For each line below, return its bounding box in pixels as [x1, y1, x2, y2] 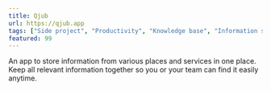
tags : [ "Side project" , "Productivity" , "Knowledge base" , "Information [8, 27, 258, 35]
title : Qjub [8, 11, 48, 20]
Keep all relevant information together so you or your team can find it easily [8, 65, 259, 75]
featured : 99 [8, 34, 52, 43]
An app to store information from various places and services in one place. [8, 56, 256, 66]
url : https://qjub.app [8, 19, 85, 27]
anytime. [8, 73, 38, 83]
